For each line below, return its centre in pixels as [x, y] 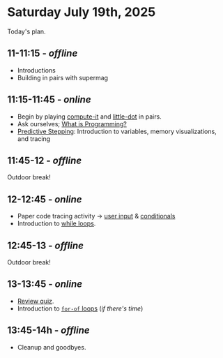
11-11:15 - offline [43, 53]
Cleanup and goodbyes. [52, 347]
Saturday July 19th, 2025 [82, 12]
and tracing [34, 139]
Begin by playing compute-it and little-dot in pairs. [89, 117]
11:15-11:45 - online [49, 99]
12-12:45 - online [45, 199]
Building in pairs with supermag [63, 77]
